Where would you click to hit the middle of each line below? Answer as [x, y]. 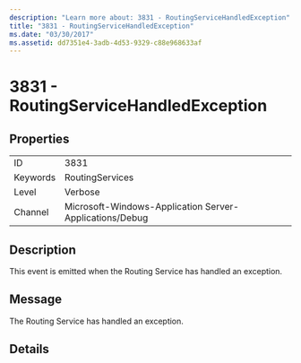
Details [29, 349]
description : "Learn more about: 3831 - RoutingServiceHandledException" [150, 17]
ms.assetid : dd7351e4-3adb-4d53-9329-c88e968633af [106, 43]
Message [36, 300]
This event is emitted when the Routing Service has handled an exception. [146, 272]
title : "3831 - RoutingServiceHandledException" [102, 26]
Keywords [35, 177]
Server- [222, 207]
